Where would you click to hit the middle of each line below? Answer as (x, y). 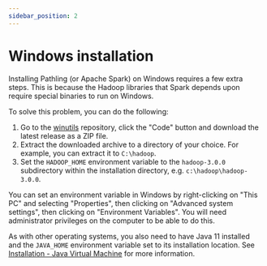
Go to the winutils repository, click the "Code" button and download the (140, 127)
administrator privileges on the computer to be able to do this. (112, 221)
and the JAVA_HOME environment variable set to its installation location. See (132, 245)
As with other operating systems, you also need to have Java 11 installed (129, 236)
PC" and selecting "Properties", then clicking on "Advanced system (121, 203)
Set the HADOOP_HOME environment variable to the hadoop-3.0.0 (123, 161)
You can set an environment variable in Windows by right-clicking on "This (133, 195)
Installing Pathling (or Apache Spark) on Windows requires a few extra (126, 79)
